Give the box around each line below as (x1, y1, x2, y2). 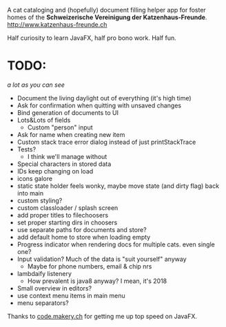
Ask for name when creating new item (17, 130, 125, 138)
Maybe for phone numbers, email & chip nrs (27, 262, 152, 271)
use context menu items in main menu (17, 291, 125, 299)
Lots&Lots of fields (17, 116, 71, 124)
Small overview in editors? (17, 284, 92, 292)
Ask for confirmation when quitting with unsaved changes (17, 101, 182, 109)
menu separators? (17, 299, 69, 307)
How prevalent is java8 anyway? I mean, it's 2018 (27, 277, 167, 285)
